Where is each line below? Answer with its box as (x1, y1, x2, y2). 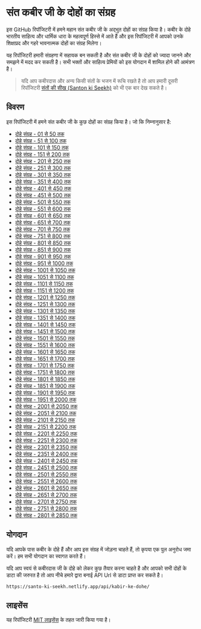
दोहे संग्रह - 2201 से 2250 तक (14, 430, 77, 437)
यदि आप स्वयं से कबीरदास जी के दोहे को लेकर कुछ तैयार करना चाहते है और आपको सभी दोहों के (6, 564, 187, 571)
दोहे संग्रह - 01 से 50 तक (14, 130, 65, 137)
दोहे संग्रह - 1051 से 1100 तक (14, 273, 74, 280)
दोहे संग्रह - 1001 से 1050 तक (14, 266, 75, 274)
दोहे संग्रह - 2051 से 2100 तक (14, 409, 77, 417)
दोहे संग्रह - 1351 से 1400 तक (14, 314, 75, 321)
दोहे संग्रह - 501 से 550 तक (14, 198, 71, 205)
